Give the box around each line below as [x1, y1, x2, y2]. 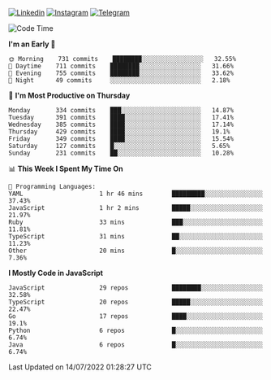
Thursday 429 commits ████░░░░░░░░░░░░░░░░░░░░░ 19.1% [8, 128, 230, 136]
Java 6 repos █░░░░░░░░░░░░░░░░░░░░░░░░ [8, 341, 264, 349]
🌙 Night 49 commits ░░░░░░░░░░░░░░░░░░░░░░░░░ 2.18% [8, 76, 230, 85]
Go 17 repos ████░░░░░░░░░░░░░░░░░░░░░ [8, 312, 264, 321]
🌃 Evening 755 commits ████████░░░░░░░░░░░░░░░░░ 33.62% [8, 69, 234, 77]
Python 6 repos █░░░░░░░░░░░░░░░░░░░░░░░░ [8, 326, 264, 334]
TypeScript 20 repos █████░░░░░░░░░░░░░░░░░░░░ [8, 298, 264, 306]
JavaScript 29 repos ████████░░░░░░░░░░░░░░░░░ [8, 284, 264, 292]
